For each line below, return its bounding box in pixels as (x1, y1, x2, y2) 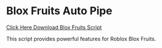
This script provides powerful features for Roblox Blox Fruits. (6, 35, 157, 42)
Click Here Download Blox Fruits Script (6, 24, 102, 31)
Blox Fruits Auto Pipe (6, 4, 113, 18)
